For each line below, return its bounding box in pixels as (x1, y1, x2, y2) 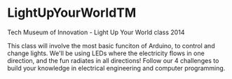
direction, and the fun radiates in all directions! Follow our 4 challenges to (7, 56, 219, 64)
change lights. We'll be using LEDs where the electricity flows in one (7, 49, 205, 57)
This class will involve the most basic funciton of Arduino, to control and (7, 41, 215, 50)
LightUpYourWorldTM (7, 5, 137, 21)
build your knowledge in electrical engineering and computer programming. (7, 64, 226, 72)
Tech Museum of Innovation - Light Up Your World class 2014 (7, 28, 185, 36)
